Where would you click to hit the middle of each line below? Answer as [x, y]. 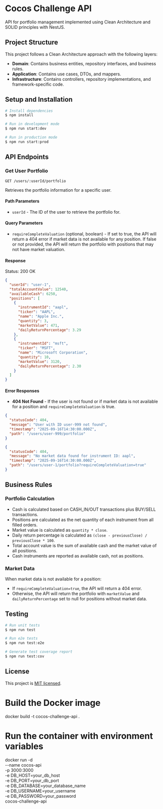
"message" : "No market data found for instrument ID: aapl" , [73, 456]
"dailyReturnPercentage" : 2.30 [49, 366]
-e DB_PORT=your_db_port [32, 780]
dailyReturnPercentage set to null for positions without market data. [79, 598]
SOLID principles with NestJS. [35, 27]
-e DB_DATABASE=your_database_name [45, 786]
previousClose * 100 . [33, 540]
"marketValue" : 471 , [39, 325]
